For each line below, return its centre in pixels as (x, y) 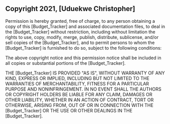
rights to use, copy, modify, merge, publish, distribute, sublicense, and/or (82, 37)
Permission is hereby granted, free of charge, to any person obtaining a (80, 21)
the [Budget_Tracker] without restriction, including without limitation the (80, 32)
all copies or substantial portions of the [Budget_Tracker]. (65, 63)
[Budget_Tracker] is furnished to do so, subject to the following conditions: (83, 48)
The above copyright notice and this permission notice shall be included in (83, 58)
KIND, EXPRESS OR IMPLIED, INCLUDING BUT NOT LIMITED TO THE (77, 78)
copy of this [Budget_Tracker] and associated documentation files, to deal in (85, 26)
